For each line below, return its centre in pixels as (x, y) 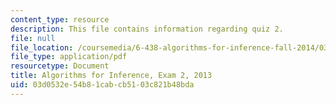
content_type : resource (60, 19)
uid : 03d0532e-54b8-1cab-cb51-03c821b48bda (102, 85)
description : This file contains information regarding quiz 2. (147, 29)
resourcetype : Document (60, 66)
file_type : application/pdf (69, 57)
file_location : (42, 47)
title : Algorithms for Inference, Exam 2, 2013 (111, 76)
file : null (33, 38)
